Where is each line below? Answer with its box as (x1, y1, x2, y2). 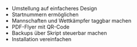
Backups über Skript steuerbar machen (11, 30, 107, 37)
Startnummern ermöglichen (11, 11, 79, 18)
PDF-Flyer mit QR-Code (11, 23, 69, 30)
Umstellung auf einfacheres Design (11, 5, 98, 12)
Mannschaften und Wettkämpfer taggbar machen (11, 17, 132, 24)
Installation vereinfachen (11, 36, 72, 42)
